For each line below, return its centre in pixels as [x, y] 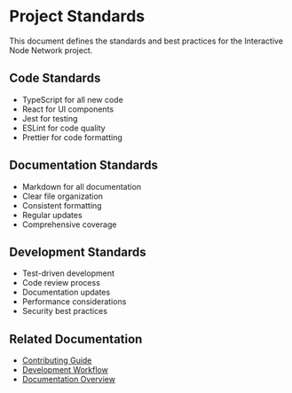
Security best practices [65, 311]
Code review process [61, 283]
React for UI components [67, 109]
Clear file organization [63, 196]
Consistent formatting [62, 205]
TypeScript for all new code [73, 99]
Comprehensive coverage [69, 224]
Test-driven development [68, 273]
